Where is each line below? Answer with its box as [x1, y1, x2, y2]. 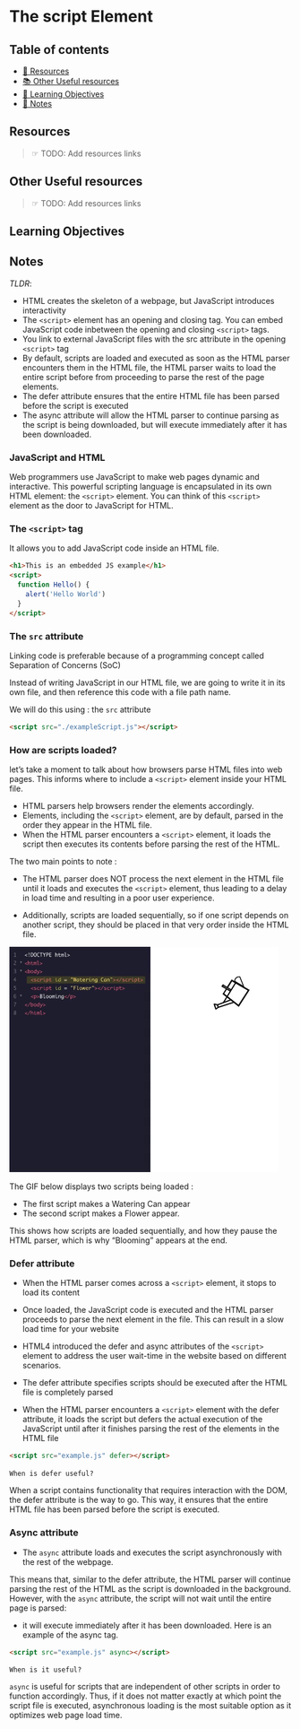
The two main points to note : [9, 856, 117, 867]
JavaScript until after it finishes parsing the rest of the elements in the [21, 1423, 280, 1434]
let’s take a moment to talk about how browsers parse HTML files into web [9, 764, 283, 775]
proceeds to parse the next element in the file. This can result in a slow [21, 1314, 285, 1325]
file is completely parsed [21, 1387, 114, 1398]
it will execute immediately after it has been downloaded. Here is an [21, 1620, 272, 1630]
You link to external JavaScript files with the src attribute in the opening [21, 334, 287, 344]
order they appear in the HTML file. [21, 820, 152, 830]
